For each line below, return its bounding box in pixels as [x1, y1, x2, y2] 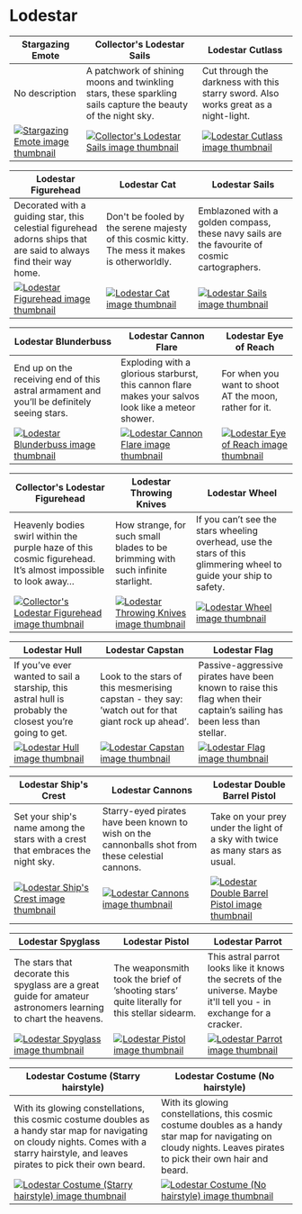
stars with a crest [13, 832, 87, 845]
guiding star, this [13, 210, 84, 222]
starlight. [115, 575, 153, 587]
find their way [13, 255, 72, 267]
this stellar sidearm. [113, 1006, 196, 1019]
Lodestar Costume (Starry [25, 1069, 141, 1082]
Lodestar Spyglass [18, 935, 101, 947]
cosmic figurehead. [13, 552, 96, 565]
